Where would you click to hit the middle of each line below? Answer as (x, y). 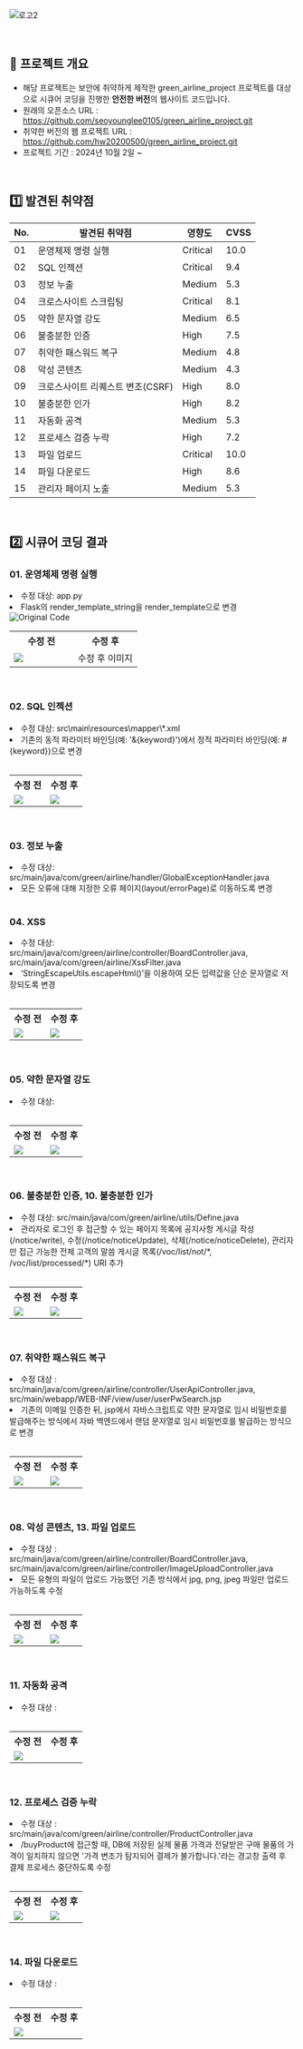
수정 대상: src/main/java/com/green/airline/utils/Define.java (130, 1217)
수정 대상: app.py (52, 596)
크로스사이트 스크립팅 (80, 301)
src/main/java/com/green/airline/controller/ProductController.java (131, 1833)
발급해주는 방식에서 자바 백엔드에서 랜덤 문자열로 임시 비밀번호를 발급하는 (139, 1421)
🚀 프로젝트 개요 (49, 64)
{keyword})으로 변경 (46, 751)
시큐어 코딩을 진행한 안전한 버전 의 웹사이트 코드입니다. (135, 99)
